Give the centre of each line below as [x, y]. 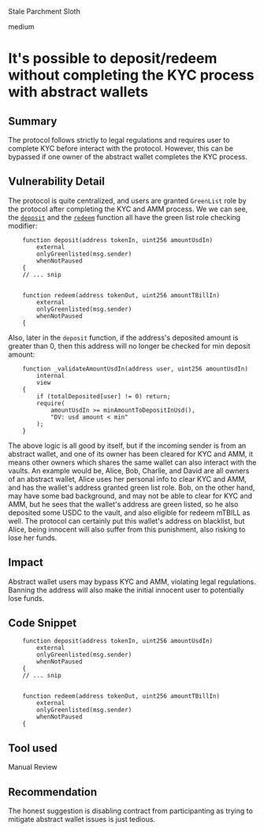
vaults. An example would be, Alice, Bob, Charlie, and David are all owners [129, 470]
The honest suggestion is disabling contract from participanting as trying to [131, 811]
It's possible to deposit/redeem [113, 59]
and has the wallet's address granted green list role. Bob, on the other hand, [132, 487]
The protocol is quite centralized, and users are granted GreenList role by [127, 200]
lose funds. [26, 598]
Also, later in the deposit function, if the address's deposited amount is [123, 338]
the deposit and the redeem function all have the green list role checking [125, 217]
